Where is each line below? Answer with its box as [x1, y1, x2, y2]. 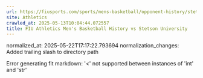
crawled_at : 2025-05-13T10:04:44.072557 [6, 20, 110, 26]
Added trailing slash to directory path [6, 49, 98, 56]
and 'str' [6, 67, 27, 74]
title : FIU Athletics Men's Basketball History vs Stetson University [6, 25, 188, 32]
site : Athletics [6, 14, 47, 20]
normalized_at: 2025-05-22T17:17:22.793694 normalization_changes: [6, 42, 179, 49]
